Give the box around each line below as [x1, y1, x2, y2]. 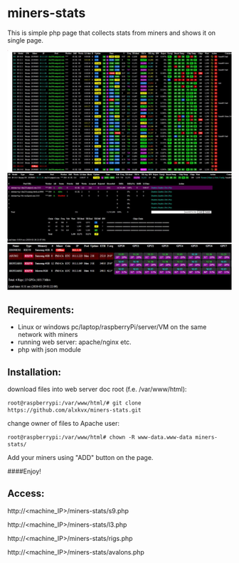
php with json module [17, 345, 82, 354]
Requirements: [7, 304, 75, 316]
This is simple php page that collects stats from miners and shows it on [7, 28, 216, 37]
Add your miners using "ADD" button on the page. [7, 454, 154, 462]
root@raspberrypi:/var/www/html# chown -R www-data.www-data [7, 434, 193, 441]
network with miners [17, 331, 78, 339]
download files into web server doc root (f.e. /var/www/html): [7, 385, 187, 394]
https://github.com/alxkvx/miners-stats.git [7, 407, 142, 414]
